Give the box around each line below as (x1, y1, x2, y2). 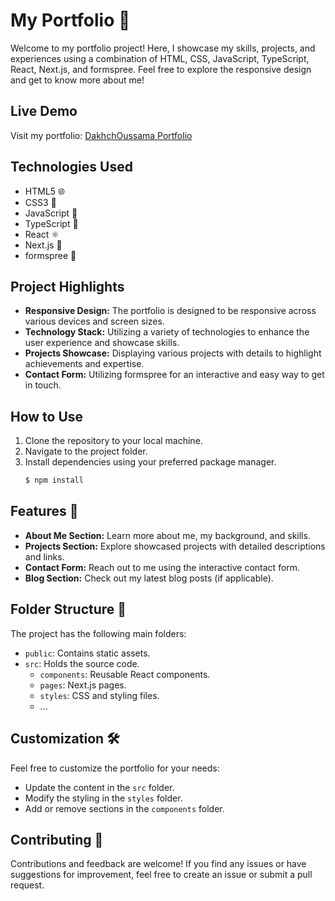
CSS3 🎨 (24, 196, 57, 208)
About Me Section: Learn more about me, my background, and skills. (24, 529, 311, 541)
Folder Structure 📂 (10, 601, 127, 618)
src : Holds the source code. (24, 657, 140, 669)
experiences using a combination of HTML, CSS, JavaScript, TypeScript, (10, 52, 310, 64)
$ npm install (24, 475, 84, 486)
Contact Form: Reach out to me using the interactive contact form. (24, 561, 301, 573)
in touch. (24, 379, 62, 391)
